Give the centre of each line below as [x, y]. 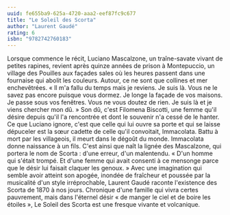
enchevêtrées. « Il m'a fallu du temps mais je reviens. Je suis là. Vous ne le [112, 88]
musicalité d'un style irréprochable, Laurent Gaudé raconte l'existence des [112, 183]
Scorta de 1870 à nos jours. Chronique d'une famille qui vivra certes [103, 190]
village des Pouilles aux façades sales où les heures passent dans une [106, 73]
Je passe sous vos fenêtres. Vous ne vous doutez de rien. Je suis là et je [110, 102]
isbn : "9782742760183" [39, 39]
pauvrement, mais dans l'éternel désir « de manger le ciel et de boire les [109, 197]
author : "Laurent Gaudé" [42, 26]
